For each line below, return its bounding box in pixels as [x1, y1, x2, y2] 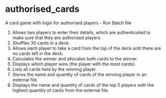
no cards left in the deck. [12, 50, 64, 56]
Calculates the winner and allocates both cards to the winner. [12, 55, 138, 61]
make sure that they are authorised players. [12, 35, 102, 41]
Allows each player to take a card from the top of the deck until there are [12, 45, 162, 51]
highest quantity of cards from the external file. [12, 87, 109, 93]
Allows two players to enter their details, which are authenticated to [12, 29, 151, 35]
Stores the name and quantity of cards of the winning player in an [12, 71, 147, 77]
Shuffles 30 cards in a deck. [12, 40, 71, 46]
